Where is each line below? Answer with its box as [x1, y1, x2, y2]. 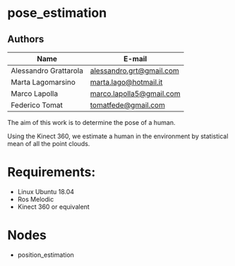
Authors [7, 33, 44, 45]
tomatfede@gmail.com [90, 100, 166, 110]
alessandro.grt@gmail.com [90, 66, 180, 75]
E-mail [123, 54, 147, 64]
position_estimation [17, 250, 74, 259]
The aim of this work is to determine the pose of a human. [7, 119, 176, 126]
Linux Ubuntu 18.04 [17, 187, 75, 195]
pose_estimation [7, 5, 107, 21]
